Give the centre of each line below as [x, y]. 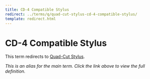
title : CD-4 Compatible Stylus [37, 10]
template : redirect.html [30, 19]
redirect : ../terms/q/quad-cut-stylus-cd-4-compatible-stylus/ [71, 14]
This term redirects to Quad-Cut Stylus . [45, 56]
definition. [15, 71]
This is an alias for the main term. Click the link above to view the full [75, 66]
